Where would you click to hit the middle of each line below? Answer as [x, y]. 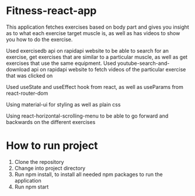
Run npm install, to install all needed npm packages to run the [88, 174]
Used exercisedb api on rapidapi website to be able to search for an [88, 50]
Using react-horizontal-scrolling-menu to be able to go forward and [87, 116]
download [18, 69]
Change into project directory [50, 168]
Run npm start [32, 187]
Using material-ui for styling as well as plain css [63, 104]
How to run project [52, 146]
